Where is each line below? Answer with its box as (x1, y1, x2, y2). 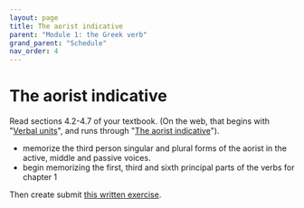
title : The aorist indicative (9, 22, 124, 31)
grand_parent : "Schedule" (9, 38, 107, 48)
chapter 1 (22, 172, 58, 183)
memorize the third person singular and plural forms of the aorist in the (22, 143, 288, 154)
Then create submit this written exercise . (9, 189, 162, 200)
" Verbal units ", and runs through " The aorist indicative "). (9, 126, 220, 137)
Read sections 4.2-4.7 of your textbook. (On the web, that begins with (9, 116, 270, 127)
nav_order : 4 (9, 47, 59, 56)
